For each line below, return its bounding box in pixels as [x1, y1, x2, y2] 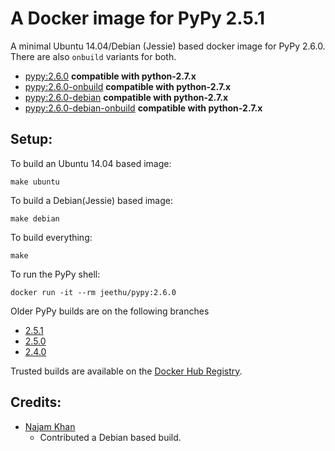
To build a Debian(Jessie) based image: [10, 194, 173, 206]
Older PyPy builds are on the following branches [10, 305, 210, 317]
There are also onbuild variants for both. [10, 50, 177, 62]
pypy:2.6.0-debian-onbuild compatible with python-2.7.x [24, 102, 263, 114]
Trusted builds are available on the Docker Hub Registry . [10, 365, 243, 377]
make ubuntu [10, 177, 60, 187]
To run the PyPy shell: [10, 268, 101, 280]
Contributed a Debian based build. [39, 431, 182, 443]
